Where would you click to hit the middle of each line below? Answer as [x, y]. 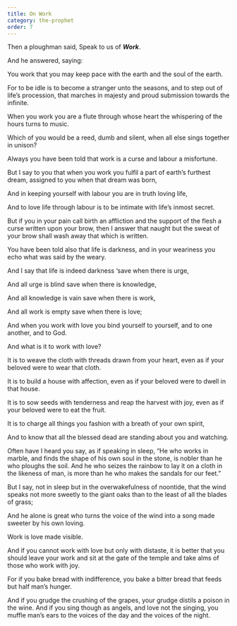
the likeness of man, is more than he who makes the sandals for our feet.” [114, 474]
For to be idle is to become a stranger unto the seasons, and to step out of [115, 88]
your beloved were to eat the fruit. [57, 410]
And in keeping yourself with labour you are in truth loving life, [98, 194]
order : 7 [20, 27]
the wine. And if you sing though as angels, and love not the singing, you [113, 608]
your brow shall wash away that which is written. [78, 236]
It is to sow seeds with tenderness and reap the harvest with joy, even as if [116, 403]
